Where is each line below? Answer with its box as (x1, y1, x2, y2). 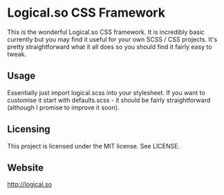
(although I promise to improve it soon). (7, 103, 120, 112)
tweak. (7, 50, 26, 58)
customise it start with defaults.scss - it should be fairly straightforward (7, 96, 211, 104)
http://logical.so (7, 180, 53, 189)
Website (7, 162, 44, 173)
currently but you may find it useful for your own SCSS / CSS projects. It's (7, 35, 218, 43)
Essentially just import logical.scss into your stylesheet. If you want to (7, 88, 205, 96)
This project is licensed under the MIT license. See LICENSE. (7, 142, 180, 150)
